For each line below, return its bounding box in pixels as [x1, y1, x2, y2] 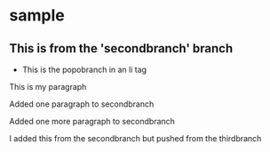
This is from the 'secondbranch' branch [9, 41, 234, 56]
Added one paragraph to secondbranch [9, 99, 155, 109]
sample [9, 5, 65, 26]
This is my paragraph [9, 82, 87, 92]
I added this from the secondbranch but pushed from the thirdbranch [9, 133, 262, 143]
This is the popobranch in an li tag [21, 64, 147, 75]
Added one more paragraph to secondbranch [9, 116, 176, 126]
